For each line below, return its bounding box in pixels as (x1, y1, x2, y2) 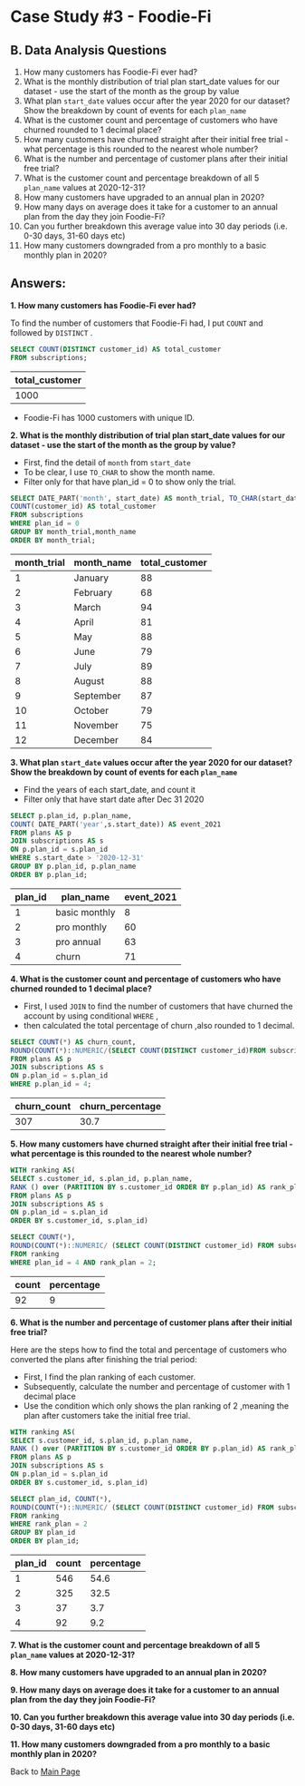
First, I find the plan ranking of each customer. (23, 1371, 196, 1382)
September (73, 689, 121, 702)
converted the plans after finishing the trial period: (10, 1353, 197, 1364)
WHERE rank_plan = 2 (10, 1519, 89, 1529)
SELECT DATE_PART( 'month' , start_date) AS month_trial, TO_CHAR (10, 493, 258, 503)
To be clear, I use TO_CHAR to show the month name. (23, 466, 215, 477)
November (73, 718, 119, 731)
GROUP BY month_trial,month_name (10, 528, 137, 537)
